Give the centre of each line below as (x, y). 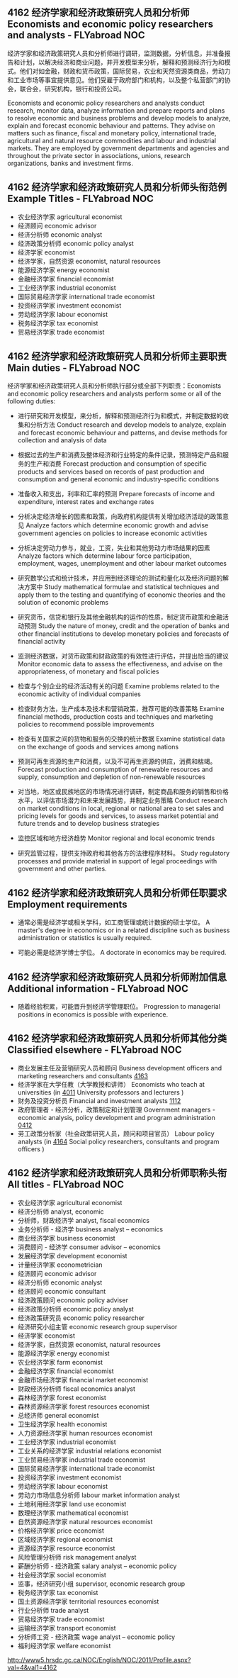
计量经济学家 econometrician (60, 1265)
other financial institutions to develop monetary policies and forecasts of (123, 634)
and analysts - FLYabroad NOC (76, 35)
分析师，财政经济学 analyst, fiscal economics (84, 1220)
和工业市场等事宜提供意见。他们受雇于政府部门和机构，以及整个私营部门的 (116, 79)
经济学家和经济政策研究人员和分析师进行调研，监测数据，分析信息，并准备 (116, 53)
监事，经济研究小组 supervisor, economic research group (101, 1584)
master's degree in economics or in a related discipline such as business (124, 930)
